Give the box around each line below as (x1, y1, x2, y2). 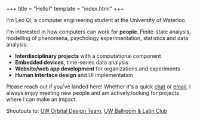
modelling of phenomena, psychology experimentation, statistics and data (6, 35, 189, 41)
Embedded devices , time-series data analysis (14, 59, 128, 66)
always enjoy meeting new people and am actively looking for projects (6, 90, 179, 96)
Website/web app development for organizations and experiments (14, 65, 180, 72)
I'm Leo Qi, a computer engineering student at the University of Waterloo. (6, 17, 187, 23)
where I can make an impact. (6, 96, 78, 103)
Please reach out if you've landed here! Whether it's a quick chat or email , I (6, 83, 191, 90)
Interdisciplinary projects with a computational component (14, 53, 161, 59)
